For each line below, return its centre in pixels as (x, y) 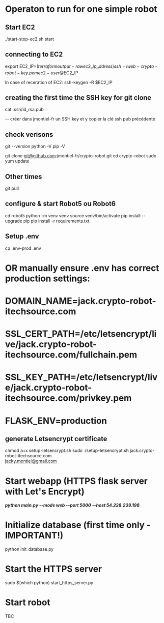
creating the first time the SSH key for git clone (78, 98)
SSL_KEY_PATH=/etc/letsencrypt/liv (82, 377)
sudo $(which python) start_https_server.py (49, 583)
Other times (24, 176)
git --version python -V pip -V (35, 147)
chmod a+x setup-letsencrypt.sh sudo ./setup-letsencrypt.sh (67, 450)
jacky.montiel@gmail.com (31, 461)
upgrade (14, 221)
